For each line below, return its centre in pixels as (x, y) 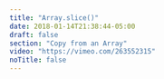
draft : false (34, 35)
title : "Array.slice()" (54, 18)
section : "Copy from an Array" (68, 43)
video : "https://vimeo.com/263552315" (82, 52)
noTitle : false (38, 60)
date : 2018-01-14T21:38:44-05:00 (72, 26)
